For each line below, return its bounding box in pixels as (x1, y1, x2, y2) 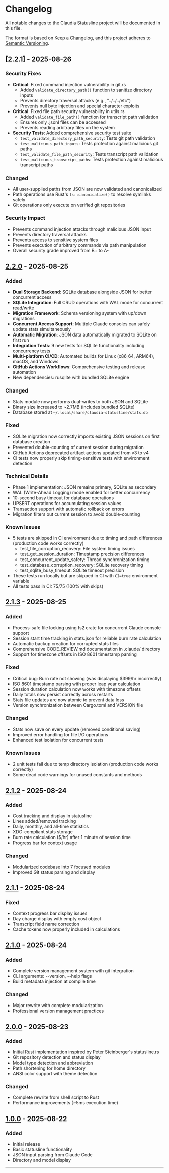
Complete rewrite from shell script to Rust (12, 1094, 99, 1100)
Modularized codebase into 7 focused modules (12, 864, 111, 870)
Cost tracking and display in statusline (12, 813, 92, 819)
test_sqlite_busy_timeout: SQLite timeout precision (20, 567, 124, 573)
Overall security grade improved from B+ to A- (12, 248, 109, 254)
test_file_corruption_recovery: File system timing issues (20, 546, 135, 552)
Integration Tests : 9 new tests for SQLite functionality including (12, 342, 145, 348)
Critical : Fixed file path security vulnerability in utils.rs (12, 108, 125, 114)
